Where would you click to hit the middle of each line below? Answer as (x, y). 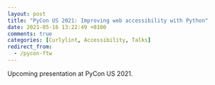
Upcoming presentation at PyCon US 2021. (70, 73)
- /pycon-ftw (33, 54)
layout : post (27, 14)
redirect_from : (30, 47)
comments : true (30, 34)
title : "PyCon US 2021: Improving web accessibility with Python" (108, 21)
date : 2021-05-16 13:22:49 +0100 (57, 27)
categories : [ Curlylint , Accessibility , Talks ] (79, 40)
